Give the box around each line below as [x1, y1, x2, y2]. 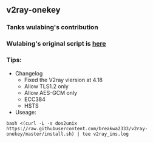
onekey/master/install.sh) [6, 131, 75, 137]
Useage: [15, 108, 36, 116]
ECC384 [24, 96, 46, 103]
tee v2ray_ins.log [82, 131, 129, 137]
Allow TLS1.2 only [24, 82, 69, 90]
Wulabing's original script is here [6, 40, 106, 48]
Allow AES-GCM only [24, 89, 78, 96]
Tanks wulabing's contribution [6, 23, 98, 32]
